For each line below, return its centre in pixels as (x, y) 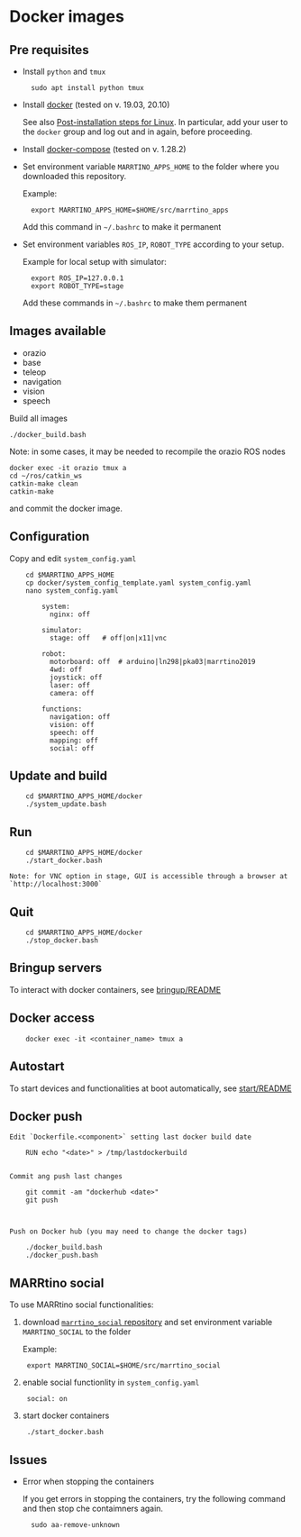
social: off (72, 748)
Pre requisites (49, 50)
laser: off (70, 685)
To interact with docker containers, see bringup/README (115, 989)
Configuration (50, 537)
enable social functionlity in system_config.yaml (111, 1382)
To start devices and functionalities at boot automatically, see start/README (150, 1088)
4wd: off (66, 669)
